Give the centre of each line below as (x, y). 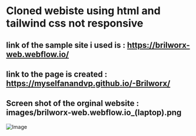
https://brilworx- (158, 45)
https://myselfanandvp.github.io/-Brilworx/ (88, 83)
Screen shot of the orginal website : (73, 103)
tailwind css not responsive (75, 23)
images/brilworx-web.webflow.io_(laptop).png (94, 113)
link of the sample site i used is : (66, 45)
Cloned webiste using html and (83, 11)
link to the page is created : (57, 74)
